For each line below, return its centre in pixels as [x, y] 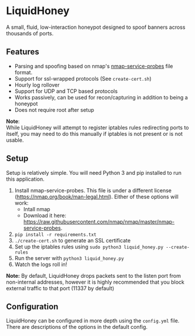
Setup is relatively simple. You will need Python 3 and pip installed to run [94, 172]
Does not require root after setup [54, 109]
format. [23, 72]
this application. [26, 179]
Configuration [32, 306]
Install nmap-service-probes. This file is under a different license [93, 190]
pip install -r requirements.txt [56, 234]
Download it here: [45, 215]
